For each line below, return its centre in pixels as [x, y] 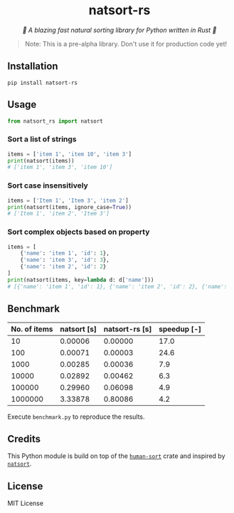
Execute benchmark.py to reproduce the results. [76, 417]
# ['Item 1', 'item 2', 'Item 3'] [59, 214]
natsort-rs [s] [128, 329]
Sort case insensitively [48, 186]
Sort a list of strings [42, 139]
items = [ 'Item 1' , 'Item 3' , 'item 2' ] [68, 200]
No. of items [32, 329]
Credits [24, 438]
